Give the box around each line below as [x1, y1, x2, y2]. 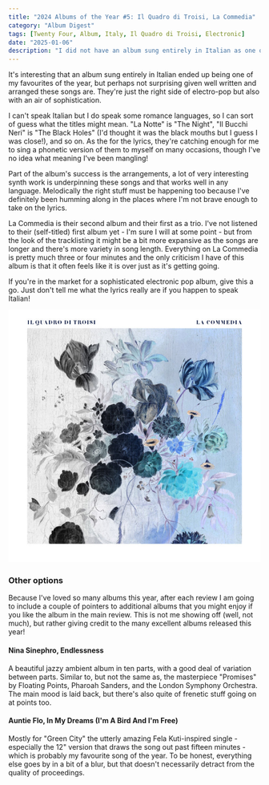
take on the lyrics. [8, 203, 68, 212]
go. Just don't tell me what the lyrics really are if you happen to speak [8, 285, 239, 295]
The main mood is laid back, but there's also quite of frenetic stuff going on [8, 689, 257, 698]
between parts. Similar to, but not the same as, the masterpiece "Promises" [8, 672, 257, 682]
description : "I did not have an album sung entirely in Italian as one [8, 47, 256, 55]
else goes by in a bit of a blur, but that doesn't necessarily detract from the [8, 759, 255, 769]
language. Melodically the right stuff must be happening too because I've [8, 186, 250, 196]
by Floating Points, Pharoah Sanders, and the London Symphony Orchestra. [8, 680, 258, 690]
